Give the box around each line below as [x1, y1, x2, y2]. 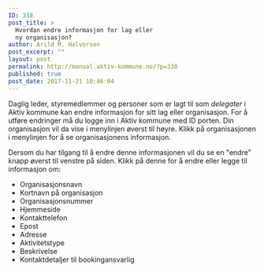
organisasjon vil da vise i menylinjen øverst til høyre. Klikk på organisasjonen [8, 123, 256, 134]
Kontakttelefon [19, 213, 68, 222]
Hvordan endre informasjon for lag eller [15, 26, 154, 34]
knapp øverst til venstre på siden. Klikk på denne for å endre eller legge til [8, 156, 247, 165]
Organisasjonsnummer [19, 196, 94, 205]
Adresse [19, 230, 47, 239]
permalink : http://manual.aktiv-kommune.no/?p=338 [8, 63, 178, 71]
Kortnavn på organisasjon [19, 188, 103, 197]
